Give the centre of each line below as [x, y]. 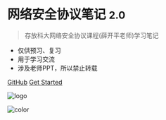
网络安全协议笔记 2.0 [66, 14]
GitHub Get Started [35, 82]
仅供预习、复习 [39, 50]
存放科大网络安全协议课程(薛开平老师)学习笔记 [92, 35]
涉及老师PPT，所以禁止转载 [57, 68]
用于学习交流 [36, 59]
